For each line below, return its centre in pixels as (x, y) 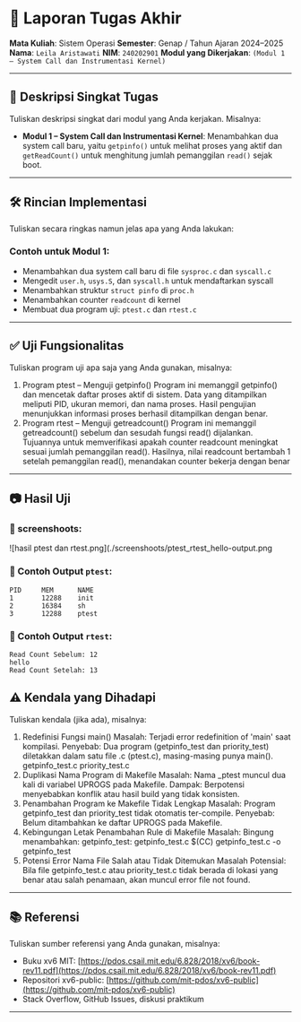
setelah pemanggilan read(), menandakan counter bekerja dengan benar (156, 461)
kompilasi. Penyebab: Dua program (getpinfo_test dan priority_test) (146, 746)
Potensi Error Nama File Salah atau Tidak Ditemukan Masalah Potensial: (154, 861)
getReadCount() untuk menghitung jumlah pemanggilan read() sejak (147, 155)
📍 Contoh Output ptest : (61, 571)
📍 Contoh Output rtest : (61, 636)
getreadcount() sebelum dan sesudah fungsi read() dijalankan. (138, 432)
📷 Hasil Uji (40, 499)
